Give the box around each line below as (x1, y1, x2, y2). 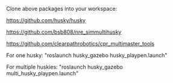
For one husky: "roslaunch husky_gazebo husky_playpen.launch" (6, 52, 168, 59)
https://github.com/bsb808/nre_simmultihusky (6, 28, 122, 35)
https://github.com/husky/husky (6, 17, 86, 23)
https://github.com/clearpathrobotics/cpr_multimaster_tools (6, 40, 155, 47)
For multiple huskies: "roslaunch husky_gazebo (6, 63, 124, 70)
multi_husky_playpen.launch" (6, 70, 79, 77)
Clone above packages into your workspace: (6, 5, 118, 12)
